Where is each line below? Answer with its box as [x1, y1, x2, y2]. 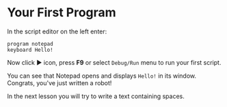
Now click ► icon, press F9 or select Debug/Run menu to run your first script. [7, 58, 222, 66]
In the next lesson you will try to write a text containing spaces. [7, 92, 185, 100]
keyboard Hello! [7, 46, 53, 53]
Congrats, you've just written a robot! [7, 78, 112, 87]
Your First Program [7, 5, 116, 20]
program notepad [7, 40, 53, 47]
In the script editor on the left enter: [7, 27, 107, 35]
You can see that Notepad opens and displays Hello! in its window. [7, 72, 197, 80]
